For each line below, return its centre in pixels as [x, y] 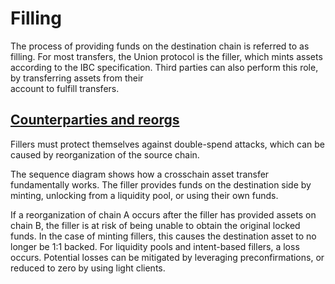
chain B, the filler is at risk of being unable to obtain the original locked [155, 225]
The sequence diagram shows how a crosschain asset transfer [140, 174]
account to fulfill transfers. [65, 88]
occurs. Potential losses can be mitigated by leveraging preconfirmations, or [167, 257]
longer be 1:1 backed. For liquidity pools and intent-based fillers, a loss [155, 246]
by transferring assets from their [77, 78]
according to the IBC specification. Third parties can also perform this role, [164, 67]
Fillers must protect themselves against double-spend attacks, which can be [168, 144]
